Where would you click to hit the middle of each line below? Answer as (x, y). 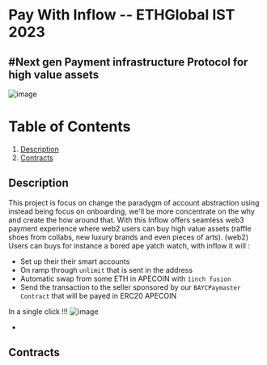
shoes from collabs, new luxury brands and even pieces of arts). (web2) (129, 237)
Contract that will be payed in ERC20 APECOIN (98, 295)
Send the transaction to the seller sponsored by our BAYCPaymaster (130, 287)
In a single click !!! (38, 311)
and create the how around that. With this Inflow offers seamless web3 (126, 219)
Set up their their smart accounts (75, 261)
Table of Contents (70, 127)
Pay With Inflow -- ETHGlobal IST (122, 15)
